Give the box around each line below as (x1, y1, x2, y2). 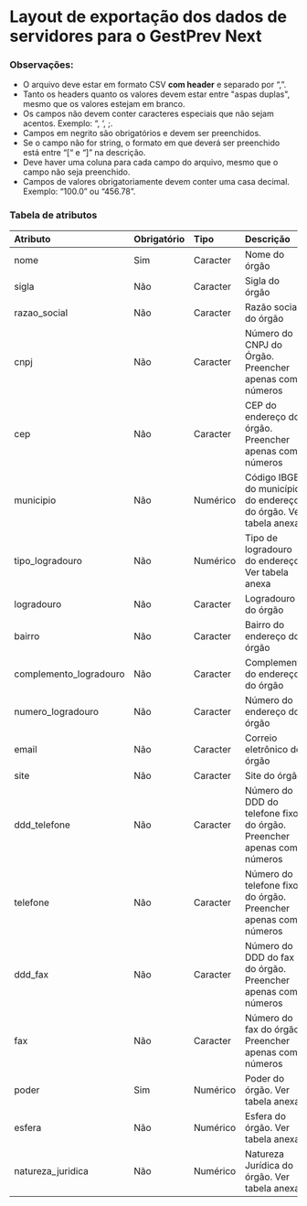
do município (245, 482, 301, 495)
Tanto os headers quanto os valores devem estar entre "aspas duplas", (22, 89, 291, 100)
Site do (245, 769, 276, 782)
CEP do (245, 399, 277, 411)
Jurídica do (245, 1158, 294, 1171)
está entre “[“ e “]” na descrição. (22, 147, 146, 158)
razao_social (14, 306, 69, 319)
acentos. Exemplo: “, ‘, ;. (22, 118, 113, 129)
